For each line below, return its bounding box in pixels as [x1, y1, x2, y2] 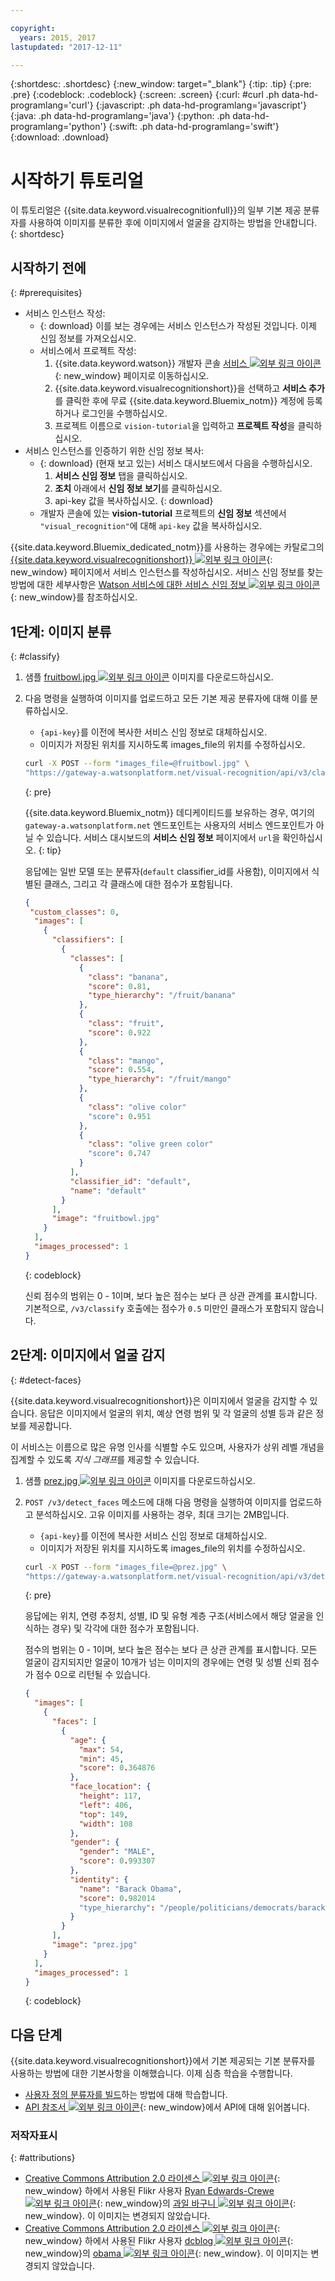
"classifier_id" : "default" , [69, 1176, 192, 1186]
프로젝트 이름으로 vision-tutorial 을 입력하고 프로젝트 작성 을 [54, 420, 296, 432]
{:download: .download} [10, 131, 110, 143]
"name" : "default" [69, 1186, 147, 1196]
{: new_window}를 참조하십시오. [10, 591, 138, 603]
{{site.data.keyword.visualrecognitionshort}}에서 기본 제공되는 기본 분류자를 [10, 2055, 316, 2067]
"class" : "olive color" [88, 1102, 187, 1112]
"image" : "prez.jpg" [51, 1940, 138, 1950]
